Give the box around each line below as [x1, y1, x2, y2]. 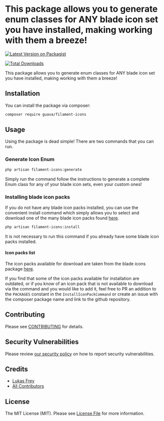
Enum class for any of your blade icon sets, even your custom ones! [5, 181, 142, 187]
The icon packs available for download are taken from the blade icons [5, 261, 146, 266]
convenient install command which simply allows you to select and [5, 210, 140, 215]
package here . [5, 266, 34, 272]
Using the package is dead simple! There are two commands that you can [5, 138, 154, 144]
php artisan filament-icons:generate [5, 167, 82, 172]
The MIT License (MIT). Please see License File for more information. [5, 411, 144, 417]
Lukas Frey [12, 378, 35, 384]
